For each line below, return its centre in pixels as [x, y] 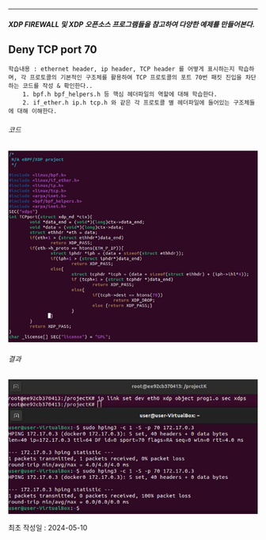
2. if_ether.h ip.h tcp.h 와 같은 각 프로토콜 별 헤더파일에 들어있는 [126, 103]
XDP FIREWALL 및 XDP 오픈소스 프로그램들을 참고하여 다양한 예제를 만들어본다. [132, 24]
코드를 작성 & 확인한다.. [58, 86]
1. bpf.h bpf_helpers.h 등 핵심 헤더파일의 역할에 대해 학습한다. [120, 95]
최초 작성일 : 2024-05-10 [48, 527]
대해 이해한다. [37, 112]
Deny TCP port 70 [53, 49]
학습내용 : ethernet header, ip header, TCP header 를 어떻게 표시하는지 [122, 69]
